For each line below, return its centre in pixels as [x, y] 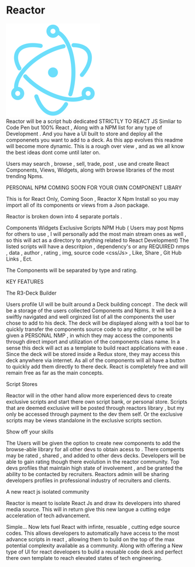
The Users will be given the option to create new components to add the [93, 443]
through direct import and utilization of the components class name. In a [93, 341]
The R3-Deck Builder [31, 293]
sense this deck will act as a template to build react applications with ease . [97, 348]
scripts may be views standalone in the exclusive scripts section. [84, 420]
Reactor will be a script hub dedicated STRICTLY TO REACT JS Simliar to [94, 121]
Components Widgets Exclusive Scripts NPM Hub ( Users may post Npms [95, 228]
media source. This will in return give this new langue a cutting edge [88, 509]
